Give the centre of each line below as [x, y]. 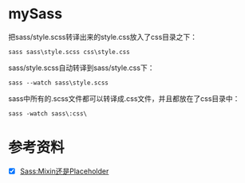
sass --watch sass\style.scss [59, 83]
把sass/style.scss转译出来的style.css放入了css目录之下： [103, 37]
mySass [35, 14]
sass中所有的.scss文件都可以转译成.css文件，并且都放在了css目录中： [124, 98]
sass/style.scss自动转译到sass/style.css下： [81, 68]
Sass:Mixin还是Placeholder [64, 171]
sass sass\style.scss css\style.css [69, 52]
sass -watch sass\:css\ [48, 113]
